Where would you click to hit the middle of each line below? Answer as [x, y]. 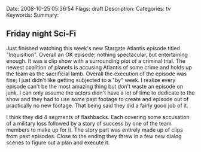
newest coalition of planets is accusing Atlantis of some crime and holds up [99, 67]
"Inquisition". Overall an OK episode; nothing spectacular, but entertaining [97, 54]
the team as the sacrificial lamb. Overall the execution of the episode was [97, 74]
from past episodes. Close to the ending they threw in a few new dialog [94, 136]
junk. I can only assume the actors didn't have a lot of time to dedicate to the [100, 93]
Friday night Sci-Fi [41, 34]
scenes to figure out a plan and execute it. [58, 142]
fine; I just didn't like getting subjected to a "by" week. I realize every [91, 80]
